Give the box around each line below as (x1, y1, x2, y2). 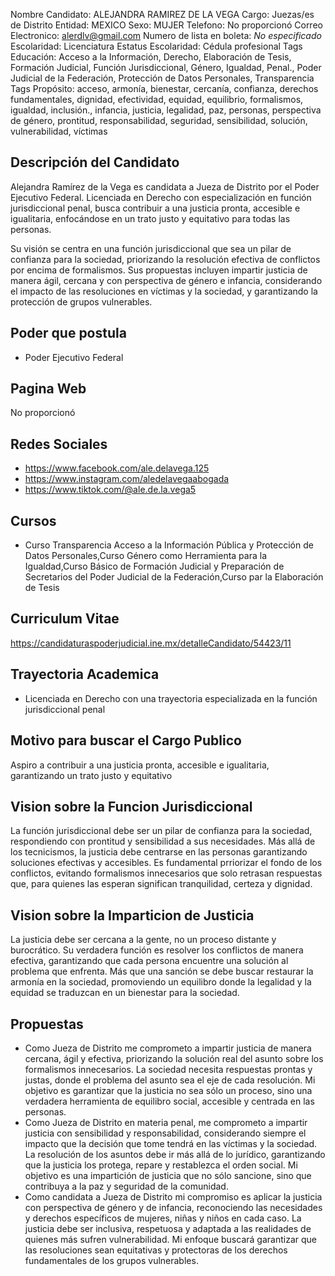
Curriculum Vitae (10, 610, 120, 628)
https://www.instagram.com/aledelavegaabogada (24, 473, 230, 485)
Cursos (10, 512, 57, 529)
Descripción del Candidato (10, 154, 180, 171)
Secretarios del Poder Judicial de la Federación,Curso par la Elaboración (24, 571, 324, 583)
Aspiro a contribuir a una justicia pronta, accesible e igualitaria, (10, 759, 270, 771)
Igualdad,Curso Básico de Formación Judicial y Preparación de (24, 560, 285, 573)
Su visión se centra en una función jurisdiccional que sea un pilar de (10, 242, 292, 254)
